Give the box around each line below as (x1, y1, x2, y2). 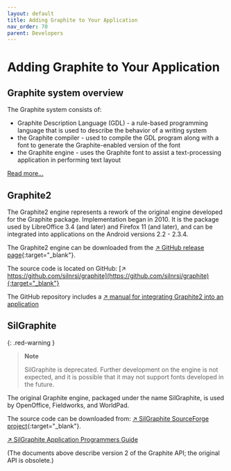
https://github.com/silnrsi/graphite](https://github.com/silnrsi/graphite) (7, 272, 209, 280)
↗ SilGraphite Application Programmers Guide (7, 435, 139, 443)
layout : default (7, 10, 54, 17)
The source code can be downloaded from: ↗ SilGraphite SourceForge (7, 414, 209, 422)
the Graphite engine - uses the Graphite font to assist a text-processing (17, 149, 222, 157)
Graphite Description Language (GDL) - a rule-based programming (17, 119, 208, 127)
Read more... (7, 170, 44, 178)
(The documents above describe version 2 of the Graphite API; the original (7, 449, 220, 457)
